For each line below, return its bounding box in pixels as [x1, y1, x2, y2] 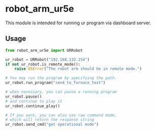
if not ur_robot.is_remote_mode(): [5, 62, 81, 67]
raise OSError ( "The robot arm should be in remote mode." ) [14, 66, 142, 71]
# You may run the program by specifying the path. [5, 75, 117, 81]
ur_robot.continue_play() [5, 103, 60, 109]
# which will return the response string [5, 117, 95, 122]
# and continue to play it [5, 99, 63, 104]
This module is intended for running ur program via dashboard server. [5, 20, 151, 26]
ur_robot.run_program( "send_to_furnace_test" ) [5, 80, 106, 85]
